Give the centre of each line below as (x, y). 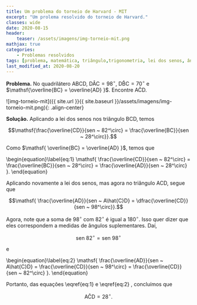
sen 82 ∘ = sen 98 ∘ (98, 237)
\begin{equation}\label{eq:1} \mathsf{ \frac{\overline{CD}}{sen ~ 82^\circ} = (98, 160)
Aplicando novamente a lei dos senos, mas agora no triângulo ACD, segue (96, 183)
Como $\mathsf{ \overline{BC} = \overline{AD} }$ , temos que (80, 148)
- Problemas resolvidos (46, 55)
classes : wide (23, 22)
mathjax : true (23, 45)
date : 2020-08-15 (27, 28)
